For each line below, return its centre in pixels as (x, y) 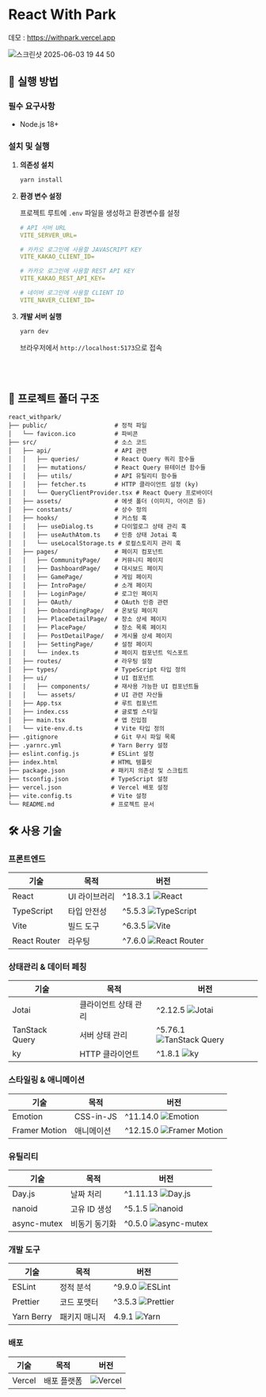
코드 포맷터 (79, 1303)
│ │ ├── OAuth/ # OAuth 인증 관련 (88, 603)
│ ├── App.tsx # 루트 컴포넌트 (83, 704)
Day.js (24, 1194)
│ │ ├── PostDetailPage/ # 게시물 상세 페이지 (90, 636)
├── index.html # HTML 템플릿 (80, 762)
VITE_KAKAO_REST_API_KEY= (62, 279)
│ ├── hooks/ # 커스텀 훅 (78, 518)
